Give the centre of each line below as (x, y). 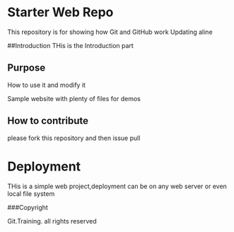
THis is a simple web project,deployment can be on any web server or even (117, 186)
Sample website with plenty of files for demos (74, 98)
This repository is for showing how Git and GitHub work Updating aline (110, 32)
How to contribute (48, 121)
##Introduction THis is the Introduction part (71, 45)
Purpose (27, 68)
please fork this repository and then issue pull (74, 138)
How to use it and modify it (47, 85)
